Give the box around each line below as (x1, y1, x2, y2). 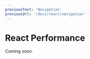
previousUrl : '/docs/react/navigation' (5, 12, 86, 16)
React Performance (5, 32, 85, 44)
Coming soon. (5, 48, 33, 54)
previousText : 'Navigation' (5, 7, 62, 12)
